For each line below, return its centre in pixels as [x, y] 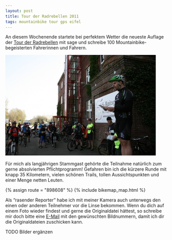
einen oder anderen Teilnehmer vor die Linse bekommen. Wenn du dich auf [85, 206]
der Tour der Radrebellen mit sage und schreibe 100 [60, 42]
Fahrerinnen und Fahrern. [60, 48]
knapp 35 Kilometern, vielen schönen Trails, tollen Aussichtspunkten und [82, 175]
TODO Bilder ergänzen [29, 232]
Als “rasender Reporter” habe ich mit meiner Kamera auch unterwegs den [83, 200]
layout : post [19, 11]
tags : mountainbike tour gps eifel [43, 22]
